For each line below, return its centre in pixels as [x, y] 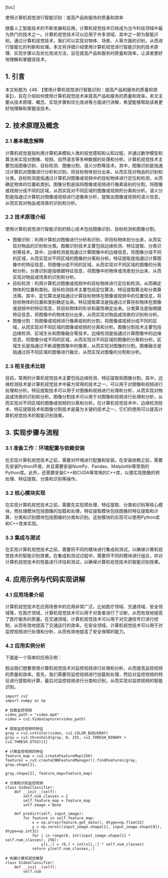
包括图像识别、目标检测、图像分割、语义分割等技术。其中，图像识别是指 [84, 165]
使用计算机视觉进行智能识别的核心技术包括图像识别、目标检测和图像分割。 [82, 229]
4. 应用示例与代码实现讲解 [45, 579]
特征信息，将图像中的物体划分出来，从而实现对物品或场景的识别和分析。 [87, 314]
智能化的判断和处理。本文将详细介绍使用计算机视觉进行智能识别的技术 [81, 47]
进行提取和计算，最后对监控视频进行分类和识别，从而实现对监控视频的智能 [86, 681]
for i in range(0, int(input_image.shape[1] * [81, 836]
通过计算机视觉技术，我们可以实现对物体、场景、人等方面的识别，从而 [86, 40]
